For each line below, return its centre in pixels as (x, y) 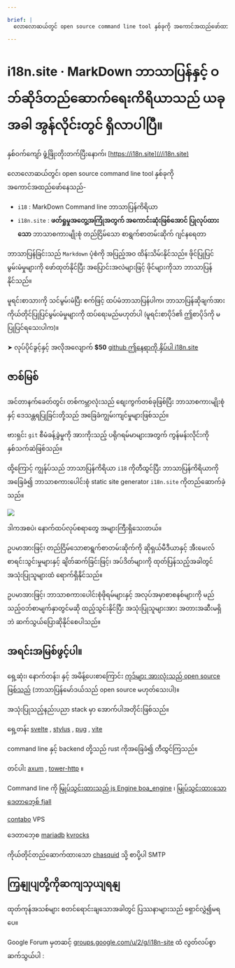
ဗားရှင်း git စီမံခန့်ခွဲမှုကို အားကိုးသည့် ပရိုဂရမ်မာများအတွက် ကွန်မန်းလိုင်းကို (108, 435)
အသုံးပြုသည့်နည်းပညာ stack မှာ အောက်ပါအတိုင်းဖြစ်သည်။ (88, 710)
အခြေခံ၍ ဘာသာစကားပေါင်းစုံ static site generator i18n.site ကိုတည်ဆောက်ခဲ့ (116, 482)
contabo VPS (26, 820)
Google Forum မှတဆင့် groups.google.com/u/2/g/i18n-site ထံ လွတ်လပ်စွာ (112, 942)
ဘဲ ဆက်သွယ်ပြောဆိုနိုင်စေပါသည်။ (54, 622)
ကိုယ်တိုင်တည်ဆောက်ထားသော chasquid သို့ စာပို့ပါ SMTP (86, 855)
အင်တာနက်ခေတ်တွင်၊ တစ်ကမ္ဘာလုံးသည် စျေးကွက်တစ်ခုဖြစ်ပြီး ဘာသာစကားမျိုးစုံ (116, 402)
